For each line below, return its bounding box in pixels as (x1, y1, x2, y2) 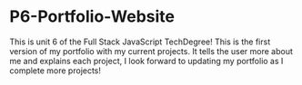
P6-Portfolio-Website (9, 6, 176, 27)
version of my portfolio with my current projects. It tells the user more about (9, 45, 294, 56)
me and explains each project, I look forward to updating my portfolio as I (9, 55, 284, 66)
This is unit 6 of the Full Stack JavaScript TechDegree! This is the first (9, 36, 271, 47)
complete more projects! (9, 65, 102, 76)
